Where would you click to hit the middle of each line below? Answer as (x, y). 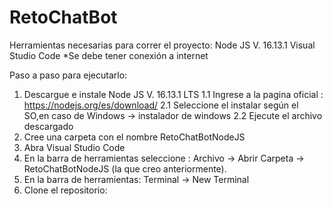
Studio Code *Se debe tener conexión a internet (109, 55)
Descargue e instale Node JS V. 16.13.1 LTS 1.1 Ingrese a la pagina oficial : (173, 94)
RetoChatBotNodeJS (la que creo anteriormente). (125, 168)
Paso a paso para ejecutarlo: (68, 75)
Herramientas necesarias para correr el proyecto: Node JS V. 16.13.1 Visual (162, 45)
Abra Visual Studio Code (74, 147)
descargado (48, 126)
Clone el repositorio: (65, 190)
